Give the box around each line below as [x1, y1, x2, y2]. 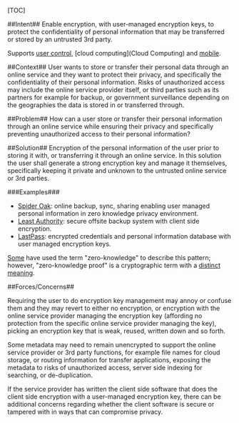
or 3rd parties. [7, 174, 50, 182]
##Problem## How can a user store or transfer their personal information [7, 114, 223, 123]
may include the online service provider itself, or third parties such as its [7, 86, 220, 94]
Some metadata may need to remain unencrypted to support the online [7, 341, 216, 349]
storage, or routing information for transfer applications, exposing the [7, 356, 211, 364]
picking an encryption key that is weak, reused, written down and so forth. [7, 327, 226, 335]
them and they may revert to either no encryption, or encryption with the [7, 304, 220, 312]
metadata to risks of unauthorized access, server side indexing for [7, 364, 203, 372]
